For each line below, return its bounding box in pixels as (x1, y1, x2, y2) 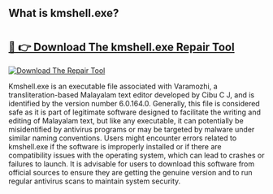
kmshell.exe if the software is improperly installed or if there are (8, 142, 222, 151)
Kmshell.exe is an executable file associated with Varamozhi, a (8, 81, 218, 91)
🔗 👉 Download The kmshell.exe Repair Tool (8, 40, 235, 54)
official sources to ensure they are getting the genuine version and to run (8, 168, 253, 177)
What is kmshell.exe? (8, 6, 119, 20)
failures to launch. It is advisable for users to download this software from (8, 159, 255, 169)
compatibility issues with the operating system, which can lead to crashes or (8, 150, 265, 160)
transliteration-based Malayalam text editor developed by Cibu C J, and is (8, 90, 254, 100)
